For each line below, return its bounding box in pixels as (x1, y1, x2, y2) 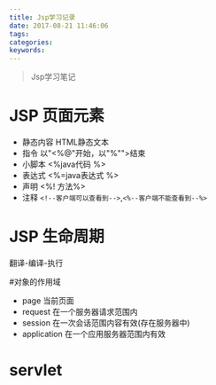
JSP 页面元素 (9, 106, 104, 126)
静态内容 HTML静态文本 (21, 137, 109, 147)
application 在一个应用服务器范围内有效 (21, 329, 166, 339)
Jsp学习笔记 (30, 72, 76, 82)
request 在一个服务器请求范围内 (21, 307, 138, 317)
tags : (9, 29, 29, 38)
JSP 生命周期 (9, 227, 104, 247)
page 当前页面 (21, 295, 75, 306)
